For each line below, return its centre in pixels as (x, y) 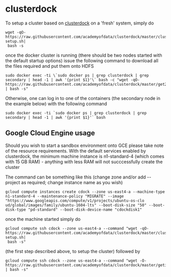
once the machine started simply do (43, 219)
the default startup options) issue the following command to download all (82, 60)
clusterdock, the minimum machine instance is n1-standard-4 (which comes (85, 156)
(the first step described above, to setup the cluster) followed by (73, 251)
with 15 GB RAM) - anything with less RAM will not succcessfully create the (84, 162)
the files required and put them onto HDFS (50, 66)
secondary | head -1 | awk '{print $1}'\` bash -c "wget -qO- (73, 80)
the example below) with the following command (56, 104)
